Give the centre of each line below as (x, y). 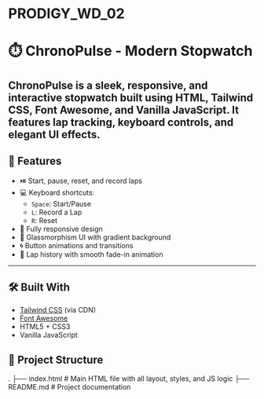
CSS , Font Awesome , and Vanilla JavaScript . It (124, 110)
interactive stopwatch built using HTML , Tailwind (131, 98)
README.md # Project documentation (70, 387)
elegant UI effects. (54, 134)
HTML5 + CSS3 (45, 327)
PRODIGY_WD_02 (66, 14)
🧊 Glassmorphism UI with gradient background (95, 237)
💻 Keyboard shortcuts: (57, 192)
